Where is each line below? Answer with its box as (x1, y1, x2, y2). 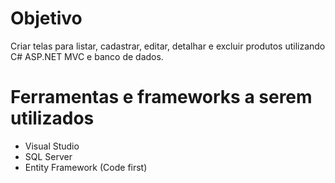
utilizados (10, 107, 95, 130)
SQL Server (24, 150, 73, 162)
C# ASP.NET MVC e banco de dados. (10, 50, 164, 62)
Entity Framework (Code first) (24, 161, 148, 173)
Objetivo (10, 7, 83, 30)
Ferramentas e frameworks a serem (10, 86, 313, 109)
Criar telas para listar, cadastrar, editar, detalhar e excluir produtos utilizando (10, 40, 326, 52)
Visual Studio (24, 140, 80, 152)
